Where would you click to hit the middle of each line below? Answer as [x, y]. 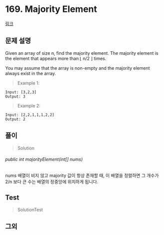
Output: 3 [15, 96]
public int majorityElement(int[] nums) [44, 159]
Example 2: [29, 106]
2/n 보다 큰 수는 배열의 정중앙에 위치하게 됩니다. [52, 181]
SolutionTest [30, 210]
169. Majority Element [51, 9]
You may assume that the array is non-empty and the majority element [78, 68]
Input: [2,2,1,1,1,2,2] [30, 115]
